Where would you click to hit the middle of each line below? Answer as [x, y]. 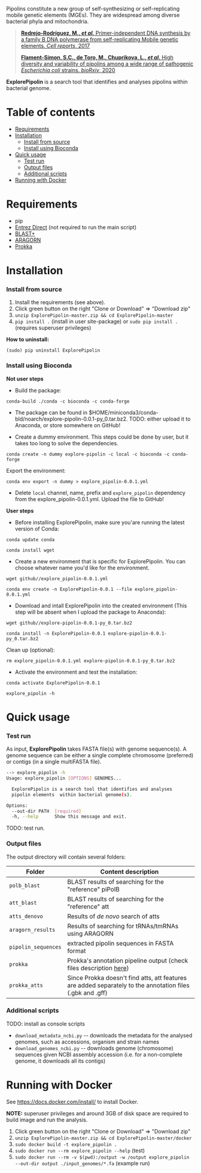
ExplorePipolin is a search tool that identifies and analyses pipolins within [97, 82]
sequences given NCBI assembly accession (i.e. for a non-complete [98, 1054]
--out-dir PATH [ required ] [47, 811]
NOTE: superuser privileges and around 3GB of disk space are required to [98, 1113]
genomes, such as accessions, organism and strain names [87, 1042]
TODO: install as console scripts [46, 1024]
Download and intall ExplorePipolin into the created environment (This [101, 605]
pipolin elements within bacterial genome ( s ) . [72, 794]
